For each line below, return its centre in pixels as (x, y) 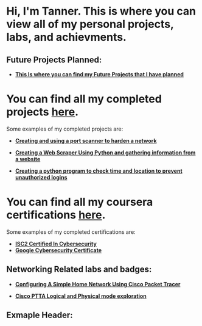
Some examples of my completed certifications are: (71, 232)
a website (28, 159)
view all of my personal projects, (90, 24)
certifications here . (56, 215)
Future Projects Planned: (54, 60)
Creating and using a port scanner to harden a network (86, 140)
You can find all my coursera (80, 202)
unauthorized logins (41, 177)
